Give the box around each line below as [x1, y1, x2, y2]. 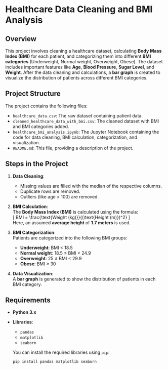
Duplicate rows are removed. [20, 188, 80, 194]
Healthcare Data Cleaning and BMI [5, 4, 153, 15]
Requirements [5, 296, 51, 305]
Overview [5, 34, 37, 43]
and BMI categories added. [12, 123, 69, 130]
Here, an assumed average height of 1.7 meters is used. [12, 219, 131, 226]
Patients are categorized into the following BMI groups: [12, 234, 128, 241]
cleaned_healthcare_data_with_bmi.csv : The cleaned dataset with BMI [12, 118, 159, 124]
